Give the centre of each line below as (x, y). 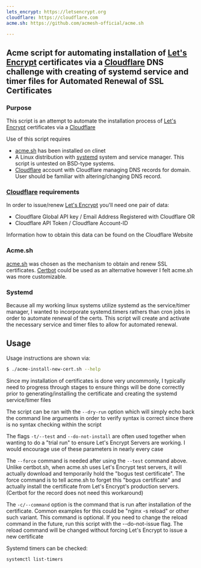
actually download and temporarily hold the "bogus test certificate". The (96, 473)
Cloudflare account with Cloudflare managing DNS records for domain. (103, 170)
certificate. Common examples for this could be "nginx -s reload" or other (98, 511)
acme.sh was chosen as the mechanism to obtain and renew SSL (87, 264)
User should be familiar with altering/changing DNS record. (88, 176)
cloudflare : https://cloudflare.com (52, 18)
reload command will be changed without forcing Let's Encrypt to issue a (97, 530)
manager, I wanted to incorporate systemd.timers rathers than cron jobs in (98, 311)
